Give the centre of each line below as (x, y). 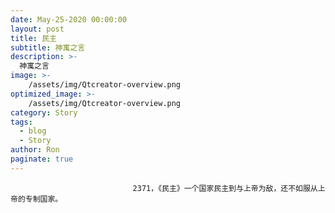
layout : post (37, 29)
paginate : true (42, 159)
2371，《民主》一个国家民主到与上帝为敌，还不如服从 (225, 188)
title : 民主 (33, 38)
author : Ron (35, 150)
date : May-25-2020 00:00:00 (69, 19)
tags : (21, 122)
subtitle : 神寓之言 (48, 47)
